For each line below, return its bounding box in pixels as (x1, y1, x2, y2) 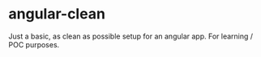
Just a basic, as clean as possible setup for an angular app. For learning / (8, 31, 254, 41)
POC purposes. (8, 39, 60, 49)
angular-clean (8, 5, 105, 23)
